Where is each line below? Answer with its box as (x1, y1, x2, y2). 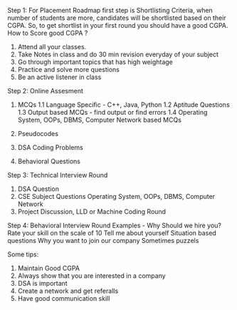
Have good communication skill (17, 294, 110, 302)
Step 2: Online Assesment (7, 87, 84, 95)
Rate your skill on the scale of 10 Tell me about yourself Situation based (7, 229, 217, 237)
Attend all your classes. (17, 43, 87, 51)
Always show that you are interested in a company (17, 272, 166, 280)
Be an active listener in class (17, 73, 102, 81)
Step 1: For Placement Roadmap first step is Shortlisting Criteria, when (7, 6, 214, 14)
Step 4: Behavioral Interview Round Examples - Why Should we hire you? (7, 221, 222, 229)
